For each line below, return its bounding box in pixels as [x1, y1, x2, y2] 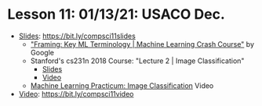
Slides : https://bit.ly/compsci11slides [18, 31, 136, 41]
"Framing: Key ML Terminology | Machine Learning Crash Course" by [30, 39, 254, 48]
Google [30, 48, 54, 57]
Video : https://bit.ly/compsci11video [18, 89, 134, 98]
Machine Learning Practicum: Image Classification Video [30, 80, 214, 90]
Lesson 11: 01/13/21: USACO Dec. [7, 5, 225, 23]
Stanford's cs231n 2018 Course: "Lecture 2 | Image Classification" [30, 56, 245, 65]
